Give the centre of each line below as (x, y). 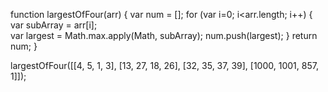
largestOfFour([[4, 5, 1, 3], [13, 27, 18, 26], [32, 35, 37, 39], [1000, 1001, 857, (164, 65)
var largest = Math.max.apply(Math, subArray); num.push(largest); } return (164, 35)
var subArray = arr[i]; (54, 25)
